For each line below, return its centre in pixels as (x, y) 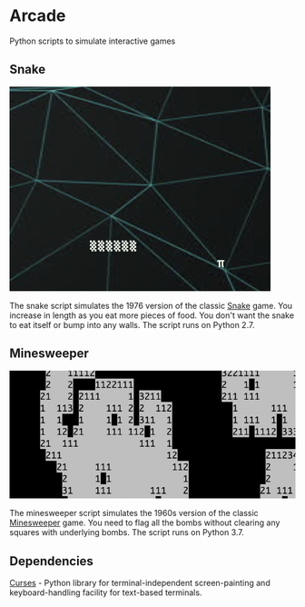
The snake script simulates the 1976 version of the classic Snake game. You (151, 305)
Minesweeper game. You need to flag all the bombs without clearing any (145, 522)
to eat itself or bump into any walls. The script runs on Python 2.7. (132, 324)
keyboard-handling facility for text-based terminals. (106, 592)
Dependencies (51, 561)
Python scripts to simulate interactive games (93, 41)
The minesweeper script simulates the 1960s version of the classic (134, 513)
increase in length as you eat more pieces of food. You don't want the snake (152, 315)
